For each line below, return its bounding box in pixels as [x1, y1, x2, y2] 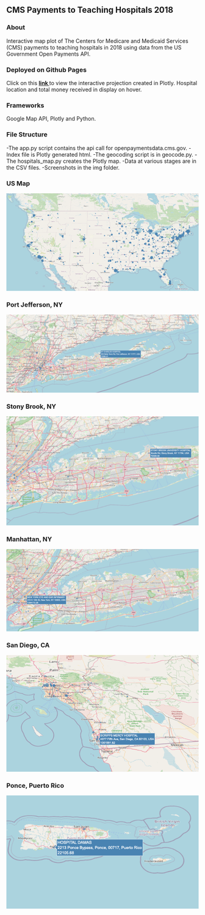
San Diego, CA [6, 641, 50, 649]
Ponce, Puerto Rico [6, 781, 64, 790]
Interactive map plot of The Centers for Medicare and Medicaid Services [6, 37, 189, 45]
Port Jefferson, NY [6, 300, 63, 308]
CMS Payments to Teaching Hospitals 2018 [6, 5, 174, 15]
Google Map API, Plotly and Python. [6, 115, 96, 122]
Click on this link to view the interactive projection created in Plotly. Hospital [6, 79, 198, 86]
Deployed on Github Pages [6, 65, 87, 74]
